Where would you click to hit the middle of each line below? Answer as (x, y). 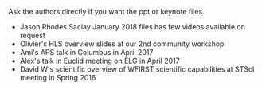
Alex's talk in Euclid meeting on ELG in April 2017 (100, 61)
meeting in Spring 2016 (58, 78)
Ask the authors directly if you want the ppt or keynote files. (106, 12)
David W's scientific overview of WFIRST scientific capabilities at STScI (137, 69)
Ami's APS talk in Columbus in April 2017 (86, 52)
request (32, 35)
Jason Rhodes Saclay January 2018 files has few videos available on (132, 27)
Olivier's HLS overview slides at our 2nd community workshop (122, 44)
